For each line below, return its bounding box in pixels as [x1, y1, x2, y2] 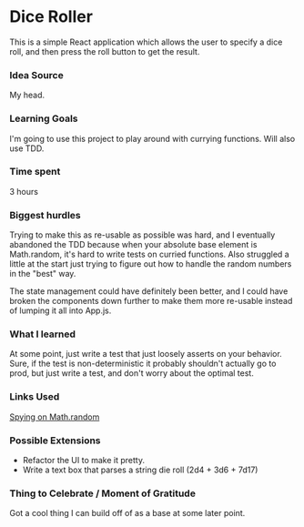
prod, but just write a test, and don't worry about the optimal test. [9, 368, 255, 379]
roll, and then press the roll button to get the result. [9, 46, 200, 56]
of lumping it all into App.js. [9, 305, 112, 316]
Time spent [9, 166, 61, 178]
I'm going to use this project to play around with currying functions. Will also [9, 133, 296, 144]
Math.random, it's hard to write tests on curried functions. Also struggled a [9, 248, 289, 260]
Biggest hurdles [9, 208, 81, 221]
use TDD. [9, 143, 45, 154]
